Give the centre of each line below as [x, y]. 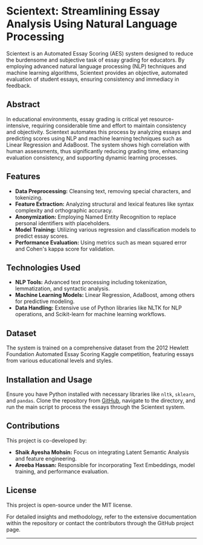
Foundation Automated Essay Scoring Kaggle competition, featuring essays [100, 354]
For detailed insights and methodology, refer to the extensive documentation [101, 517]
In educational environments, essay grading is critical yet [77, 119]
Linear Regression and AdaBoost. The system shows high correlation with [98, 145]
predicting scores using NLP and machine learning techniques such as [94, 138]
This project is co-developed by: [47, 440]
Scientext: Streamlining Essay [83, 11]
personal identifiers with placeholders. [63, 223]
